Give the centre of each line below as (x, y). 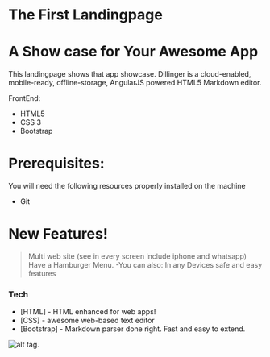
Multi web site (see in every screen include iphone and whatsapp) (137, 256)
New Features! (58, 234)
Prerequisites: (56, 164)
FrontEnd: (25, 98)
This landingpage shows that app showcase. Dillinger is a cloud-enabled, (130, 74)
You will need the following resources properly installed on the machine (127, 186)
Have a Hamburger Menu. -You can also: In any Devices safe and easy (145, 265)
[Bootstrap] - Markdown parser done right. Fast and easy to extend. (133, 329)
